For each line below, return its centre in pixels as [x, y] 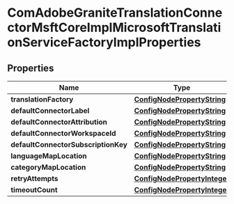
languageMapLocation [49, 156]
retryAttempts [34, 179]
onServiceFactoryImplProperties [104, 42]
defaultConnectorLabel [50, 111]
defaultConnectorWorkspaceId [63, 133]
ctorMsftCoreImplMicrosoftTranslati [114, 28]
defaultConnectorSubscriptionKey [69, 144]
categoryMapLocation [48, 167]
